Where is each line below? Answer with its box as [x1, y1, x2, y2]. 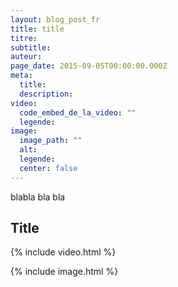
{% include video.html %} [10, 246, 117, 258]
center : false [19, 163, 78, 173]
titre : [10, 33, 38, 43]
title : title [10, 24, 65, 34]
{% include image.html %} [10, 266, 119, 278]
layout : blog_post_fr [10, 14, 101, 25]
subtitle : [10, 42, 52, 53]
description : [19, 89, 74, 99]
